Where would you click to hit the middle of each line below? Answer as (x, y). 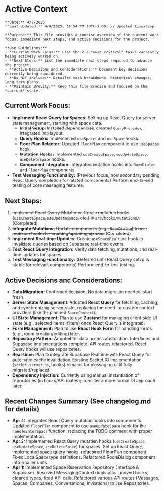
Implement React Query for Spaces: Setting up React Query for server (84, 117)
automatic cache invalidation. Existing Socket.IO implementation (77, 360)
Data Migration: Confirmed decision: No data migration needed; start (82, 292)
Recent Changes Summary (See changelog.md (78, 401)
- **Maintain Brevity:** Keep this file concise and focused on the (76, 86)
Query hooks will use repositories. (47, 349)
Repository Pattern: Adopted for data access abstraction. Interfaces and (86, 339)
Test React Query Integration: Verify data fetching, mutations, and (80, 249)
